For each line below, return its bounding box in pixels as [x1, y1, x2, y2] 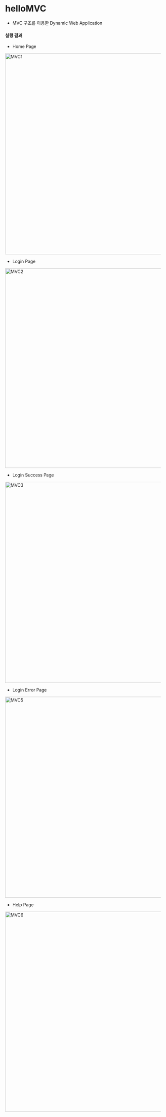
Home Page [12, 44, 37, 49]
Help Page [12, 902, 34, 908]
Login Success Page [12, 472, 54, 478]
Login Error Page [12, 687, 47, 693]
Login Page [12, 258, 36, 265]
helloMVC [5, 3, 47, 14]
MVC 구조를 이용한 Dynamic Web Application [12, 20, 103, 26]
